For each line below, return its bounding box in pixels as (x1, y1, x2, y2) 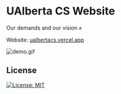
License (6, 65, 37, 76)
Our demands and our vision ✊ (6, 24, 82, 31)
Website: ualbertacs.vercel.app (6, 36, 85, 43)
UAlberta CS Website (6, 4, 116, 18)
